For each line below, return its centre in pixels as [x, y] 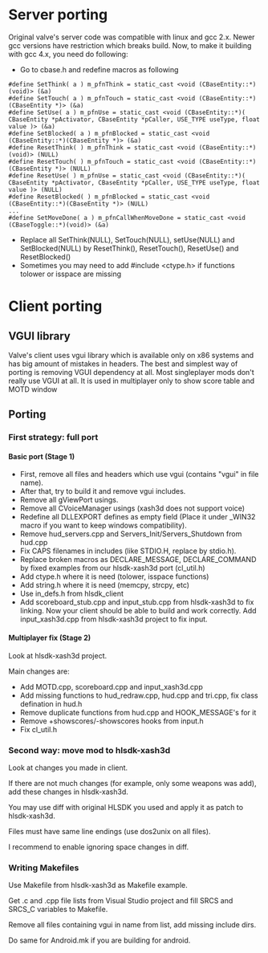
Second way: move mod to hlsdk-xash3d [89, 750]
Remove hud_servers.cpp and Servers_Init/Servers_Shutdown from [131, 534]
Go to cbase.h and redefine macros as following [99, 69]
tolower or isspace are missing [71, 274]
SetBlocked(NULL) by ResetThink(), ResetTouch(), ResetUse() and [129, 248]
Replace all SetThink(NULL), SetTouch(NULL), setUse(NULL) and [127, 239]
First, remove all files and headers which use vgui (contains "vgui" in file [139, 474]
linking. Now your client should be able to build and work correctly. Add [138, 611]
